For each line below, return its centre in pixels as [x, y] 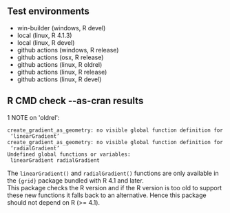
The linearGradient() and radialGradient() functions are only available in [113, 173]
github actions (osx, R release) [60, 57]
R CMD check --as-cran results [75, 101]
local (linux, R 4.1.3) [44, 35]
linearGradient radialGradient [55, 160]
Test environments [48, 11]
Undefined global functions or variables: [69, 154]
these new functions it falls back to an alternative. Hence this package [107, 195]
